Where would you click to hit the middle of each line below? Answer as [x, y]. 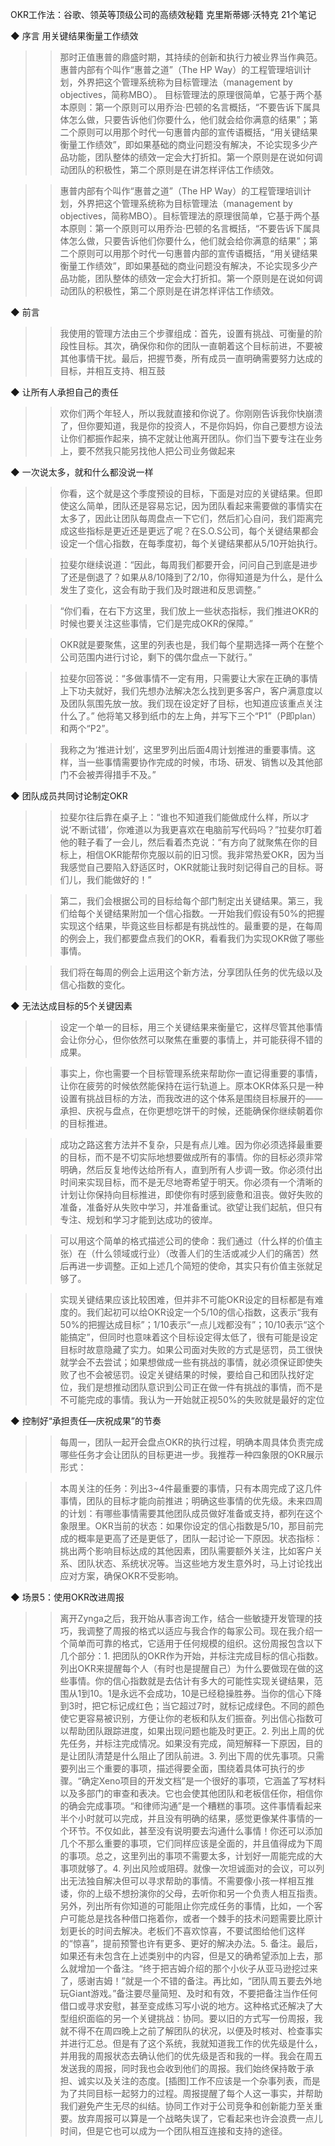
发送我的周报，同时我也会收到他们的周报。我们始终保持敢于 [182, 2068]
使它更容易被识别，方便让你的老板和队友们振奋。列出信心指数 [187, 1718]
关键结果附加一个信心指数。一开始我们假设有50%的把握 [209, 913]
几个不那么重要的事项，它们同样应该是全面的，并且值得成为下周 [191, 1843]
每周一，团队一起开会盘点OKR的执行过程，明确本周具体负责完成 [191, 1442]
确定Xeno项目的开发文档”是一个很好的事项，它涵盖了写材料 [203, 1781]
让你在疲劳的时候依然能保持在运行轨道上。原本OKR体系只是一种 [191, 1086]
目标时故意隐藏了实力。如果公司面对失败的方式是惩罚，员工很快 [191, 1349]
